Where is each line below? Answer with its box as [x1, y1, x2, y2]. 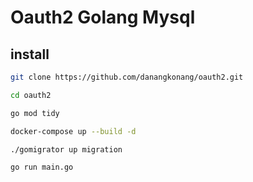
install [10, 46, 50, 63]
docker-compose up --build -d [10, 126, 137, 136]
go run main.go [10, 162, 74, 173]
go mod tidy [10, 108, 60, 118]
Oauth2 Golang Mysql [10, 6, 196, 29]
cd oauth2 [10, 90, 52, 100]
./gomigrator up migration [10, 144, 123, 155]
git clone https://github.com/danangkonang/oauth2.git [10, 72, 244, 82]
